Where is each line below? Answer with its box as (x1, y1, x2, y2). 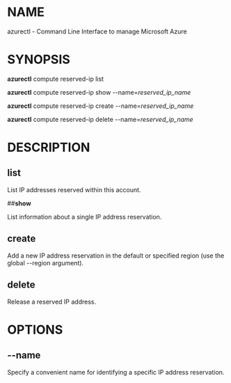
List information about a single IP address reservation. (7, 212, 162, 221)
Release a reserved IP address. (7, 297, 96, 306)
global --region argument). (7, 258, 84, 267)
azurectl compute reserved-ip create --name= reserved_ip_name (7, 102, 194, 110)
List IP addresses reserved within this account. (7, 185, 141, 194)
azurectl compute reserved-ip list (7, 75, 104, 83)
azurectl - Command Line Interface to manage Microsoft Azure (7, 27, 187, 36)
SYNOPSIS (7, 52, 71, 68)
